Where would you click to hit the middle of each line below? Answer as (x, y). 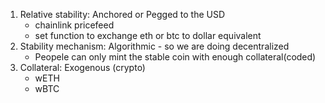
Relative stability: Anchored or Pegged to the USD (122, 14)
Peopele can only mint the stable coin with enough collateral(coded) (175, 57)
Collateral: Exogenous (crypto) (82, 67)
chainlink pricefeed (74, 25)
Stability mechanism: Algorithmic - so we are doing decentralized (154, 46)
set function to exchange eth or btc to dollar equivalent (148, 35)
